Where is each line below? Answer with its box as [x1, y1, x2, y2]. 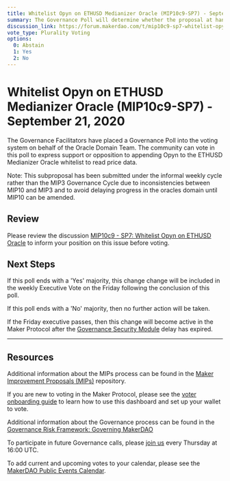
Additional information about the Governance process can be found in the [7, 418, 215, 426]
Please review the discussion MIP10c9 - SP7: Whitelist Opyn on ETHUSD [7, 231, 212, 239]
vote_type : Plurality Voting [7, 29, 90, 36]
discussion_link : [7, 23, 57, 30]
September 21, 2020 [7, 113, 125, 129]
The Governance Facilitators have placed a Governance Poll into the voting [7, 136, 218, 144]
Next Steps [7, 258, 55, 270]
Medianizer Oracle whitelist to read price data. [7, 158, 138, 166]
